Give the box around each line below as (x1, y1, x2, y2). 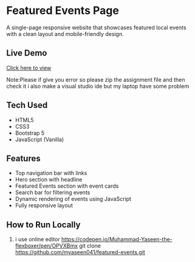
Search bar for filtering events (15, 189, 91, 196)
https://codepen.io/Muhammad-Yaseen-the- (61, 236, 173, 243)
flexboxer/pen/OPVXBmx (15, 242, 78, 250)
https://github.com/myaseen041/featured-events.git (15, 249, 146, 256)
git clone (78, 242, 101, 250)
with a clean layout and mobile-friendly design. (6, 30, 124, 37)
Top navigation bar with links (15, 169, 87, 177)
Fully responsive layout (15, 202, 73, 209)
